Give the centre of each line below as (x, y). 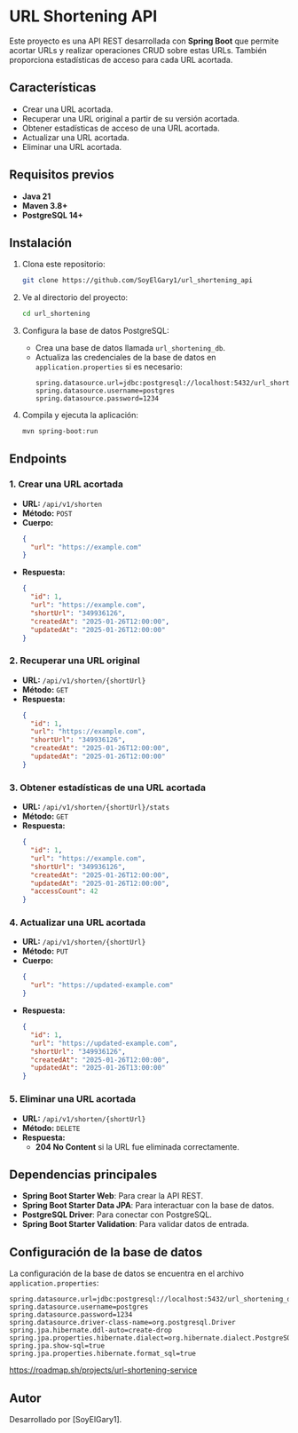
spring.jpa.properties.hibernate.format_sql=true (103, 1354)
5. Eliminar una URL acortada (73, 1099)
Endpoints (38, 459)
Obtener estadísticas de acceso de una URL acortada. (121, 128)
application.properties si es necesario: (109, 367)
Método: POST (47, 513)
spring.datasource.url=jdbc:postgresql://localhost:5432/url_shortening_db (152, 1299)
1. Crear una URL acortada (67, 484)
